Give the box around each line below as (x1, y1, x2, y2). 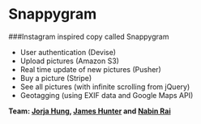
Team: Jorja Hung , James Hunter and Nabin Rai (8, 106, 172, 116)
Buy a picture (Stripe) (19, 73, 92, 83)
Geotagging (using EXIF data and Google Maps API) (19, 90, 194, 100)
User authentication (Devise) (19, 47, 116, 57)
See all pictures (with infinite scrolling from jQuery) (19, 82, 190, 92)
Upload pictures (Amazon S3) (19, 56, 120, 66)
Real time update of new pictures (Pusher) (19, 64, 162, 74)
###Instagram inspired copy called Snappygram (8, 32, 169, 41)
